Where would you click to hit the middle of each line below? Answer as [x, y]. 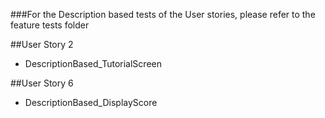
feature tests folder [50, 25]
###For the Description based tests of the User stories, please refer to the [163, 14]
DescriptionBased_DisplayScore [91, 102]
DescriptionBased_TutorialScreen [93, 63]
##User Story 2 [42, 44]
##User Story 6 [42, 83]
